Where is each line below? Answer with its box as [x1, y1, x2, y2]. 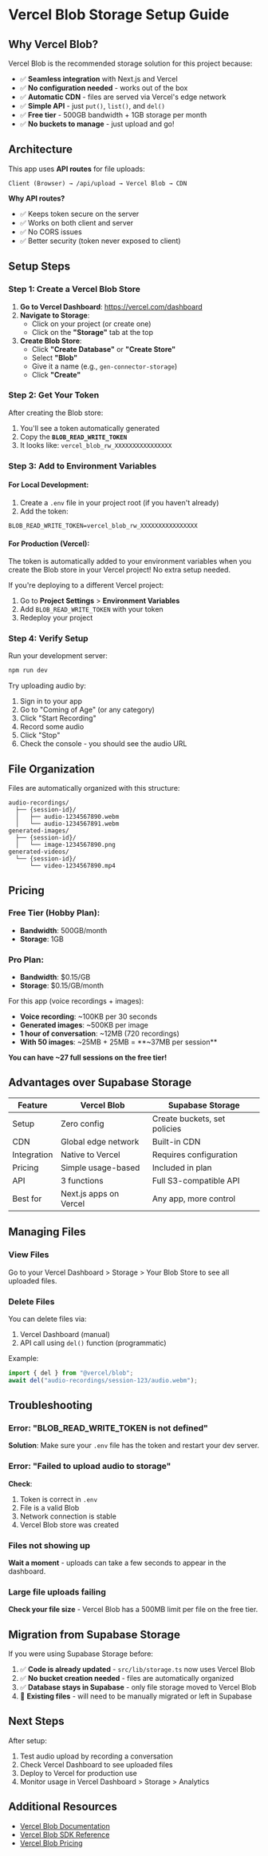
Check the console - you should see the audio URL [19, 739, 187, 748]
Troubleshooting [8, 1399, 93, 1412]
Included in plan [152, 1162, 212, 1173]
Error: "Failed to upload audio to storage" [8, 1461, 171, 1472]
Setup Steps [8, 260, 70, 273]
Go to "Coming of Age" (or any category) [19, 705, 156, 715]
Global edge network [61, 1136, 140, 1147]
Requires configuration [152, 1149, 238, 1160]
